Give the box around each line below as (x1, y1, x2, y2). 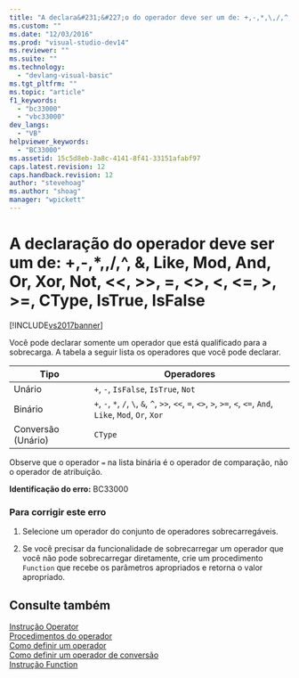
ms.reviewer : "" (9, 46, 69, 55)
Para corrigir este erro (9, 505, 107, 518)
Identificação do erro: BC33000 (9, 483, 129, 494)
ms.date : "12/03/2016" (9, 29, 93, 38)
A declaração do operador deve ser (9, 233, 275, 254)
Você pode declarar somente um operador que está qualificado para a (9, 337, 267, 347)
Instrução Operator (9, 621, 79, 632)
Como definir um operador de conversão (9, 649, 159, 660)
